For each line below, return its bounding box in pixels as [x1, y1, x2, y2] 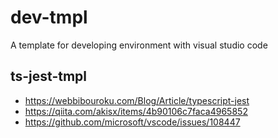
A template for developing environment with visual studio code [10, 39, 268, 51]
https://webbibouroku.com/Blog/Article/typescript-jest [24, 94, 250, 106]
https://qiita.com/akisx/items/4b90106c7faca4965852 [24, 105, 248, 117]
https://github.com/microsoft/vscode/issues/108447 [24, 116, 241, 128]
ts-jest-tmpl [10, 68, 88, 85]
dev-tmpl [10, 6, 88, 29]
